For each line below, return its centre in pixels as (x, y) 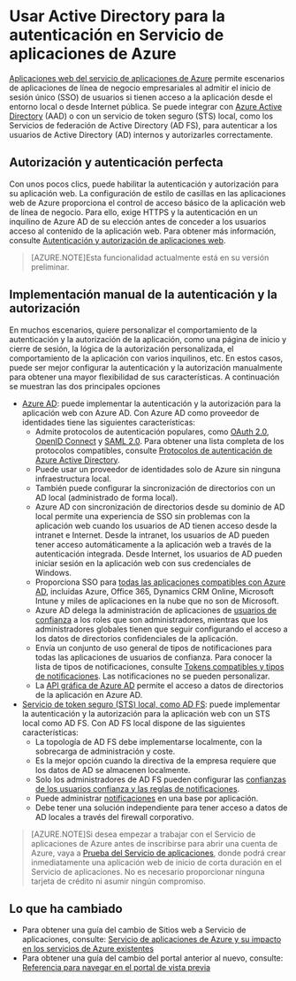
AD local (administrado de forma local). (106, 497)
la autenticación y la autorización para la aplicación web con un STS (146, 713)
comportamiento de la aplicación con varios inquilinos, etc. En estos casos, (146, 358)
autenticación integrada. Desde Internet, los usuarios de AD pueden (159, 554)
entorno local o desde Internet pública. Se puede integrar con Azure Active (146, 106)
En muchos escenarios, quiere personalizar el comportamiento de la (133, 330)
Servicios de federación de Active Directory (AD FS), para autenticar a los (144, 125)
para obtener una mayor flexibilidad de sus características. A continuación (144, 377)
